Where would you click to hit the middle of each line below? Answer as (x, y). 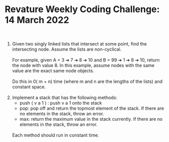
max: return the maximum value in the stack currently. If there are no (91, 119)
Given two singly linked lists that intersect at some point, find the (79, 43)
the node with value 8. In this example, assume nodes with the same (83, 65)
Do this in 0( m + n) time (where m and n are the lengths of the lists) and (87, 81)
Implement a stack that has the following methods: (65, 98)
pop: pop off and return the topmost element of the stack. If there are (92, 108)
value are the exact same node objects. (53, 70)
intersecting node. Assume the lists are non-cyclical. (67, 49)
